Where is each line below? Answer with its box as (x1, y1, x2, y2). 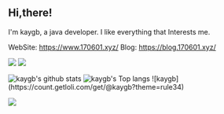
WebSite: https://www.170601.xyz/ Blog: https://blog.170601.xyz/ (8, 42, 216, 52)
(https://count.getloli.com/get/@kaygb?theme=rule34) (8, 82, 185, 91)
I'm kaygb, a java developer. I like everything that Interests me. (8, 27, 211, 36)
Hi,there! (8, 6, 53, 20)
